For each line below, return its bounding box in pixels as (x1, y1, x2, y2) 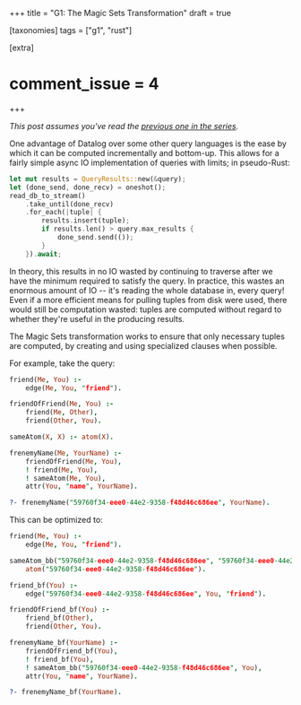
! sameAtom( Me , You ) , (25, 474, 106, 483)
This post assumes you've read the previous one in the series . (9, 120, 239, 131)
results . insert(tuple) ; (41, 216, 130, 225)
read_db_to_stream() (9, 191, 87, 200)
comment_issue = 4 (9, 74, 159, 94)
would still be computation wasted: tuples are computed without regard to (9, 304, 282, 315)
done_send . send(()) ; (56, 233, 134, 242)
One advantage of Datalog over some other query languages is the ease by (9, 138, 287, 149)
